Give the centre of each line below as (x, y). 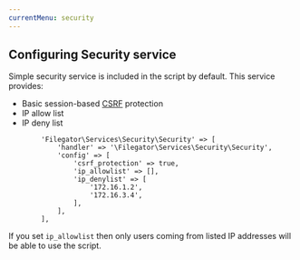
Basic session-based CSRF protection (92, 104)
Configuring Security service (92, 55)
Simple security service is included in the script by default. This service (142, 76)
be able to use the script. (55, 245)
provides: (26, 86)
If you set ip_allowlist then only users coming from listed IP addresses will (150, 236)
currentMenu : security (51, 18)
